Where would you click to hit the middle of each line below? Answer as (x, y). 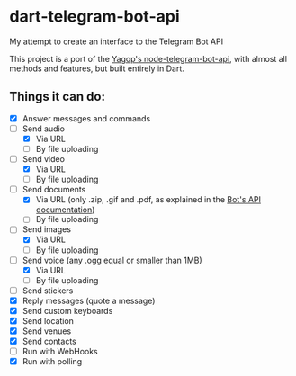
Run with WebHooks (60, 352)
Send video (44, 159)
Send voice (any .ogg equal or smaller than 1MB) (112, 260)
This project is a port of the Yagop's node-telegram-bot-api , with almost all (148, 58)
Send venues (47, 331)
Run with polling (52, 362)
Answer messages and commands (86, 118)
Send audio (44, 129)
